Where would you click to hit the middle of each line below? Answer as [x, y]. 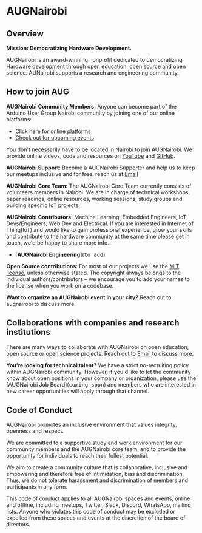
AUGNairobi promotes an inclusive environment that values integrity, [92, 425]
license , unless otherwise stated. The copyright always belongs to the [93, 273]
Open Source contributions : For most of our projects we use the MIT [93, 266]
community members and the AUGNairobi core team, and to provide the [96, 449]
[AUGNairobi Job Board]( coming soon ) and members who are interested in [101, 384]
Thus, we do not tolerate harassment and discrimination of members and [97, 480]
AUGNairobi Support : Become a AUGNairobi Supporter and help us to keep [101, 168]
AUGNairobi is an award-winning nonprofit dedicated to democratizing [95, 60]
